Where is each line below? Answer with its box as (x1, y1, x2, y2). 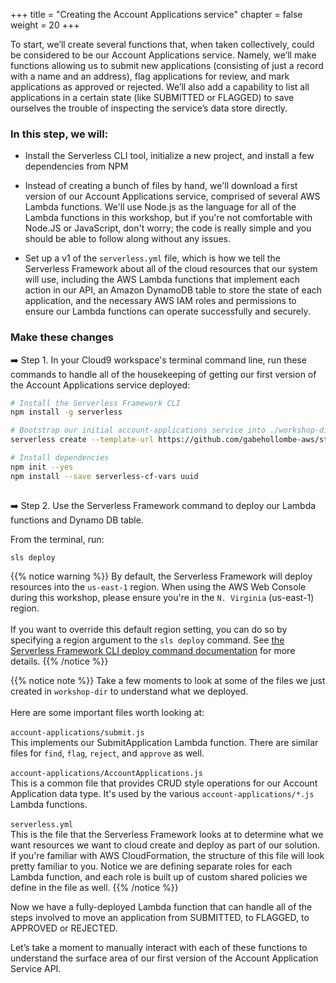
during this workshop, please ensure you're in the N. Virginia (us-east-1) (10, 592, 315, 604)
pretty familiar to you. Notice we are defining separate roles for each (10, 860, 293, 873)
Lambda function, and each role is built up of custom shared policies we (10, 871, 308, 883)
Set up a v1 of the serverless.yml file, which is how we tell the (24, 252, 281, 264)
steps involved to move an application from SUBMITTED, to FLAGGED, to (10, 912, 310, 924)
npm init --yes (10, 462, 74, 472)
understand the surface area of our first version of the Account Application (10, 952, 319, 964)
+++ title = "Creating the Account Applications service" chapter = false (10, 9, 303, 20)
